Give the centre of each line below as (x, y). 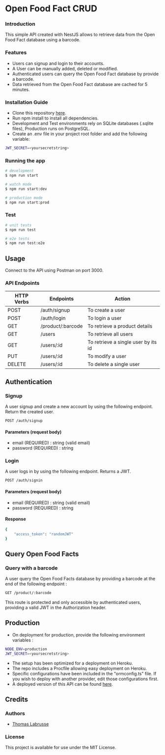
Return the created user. (30, 412)
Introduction (20, 24)
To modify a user (107, 356)
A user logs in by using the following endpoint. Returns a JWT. (68, 471)
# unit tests (18, 225)
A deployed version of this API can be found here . (63, 684)
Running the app (25, 160)
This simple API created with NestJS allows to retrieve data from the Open (80, 34)
